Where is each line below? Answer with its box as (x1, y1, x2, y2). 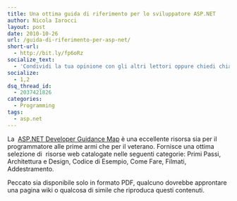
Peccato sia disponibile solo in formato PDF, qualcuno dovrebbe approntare (7, 178, 227, 187)
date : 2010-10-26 (7, 30, 59, 37)
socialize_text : (7, 56, 55, 63)
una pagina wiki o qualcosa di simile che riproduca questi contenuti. (7, 185, 205, 194)
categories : (7, 96, 42, 103)
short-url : (7, 43, 39, 50)
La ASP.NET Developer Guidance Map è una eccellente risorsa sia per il (7, 135, 217, 143)
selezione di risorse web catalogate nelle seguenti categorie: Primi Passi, (7, 150, 221, 158)
